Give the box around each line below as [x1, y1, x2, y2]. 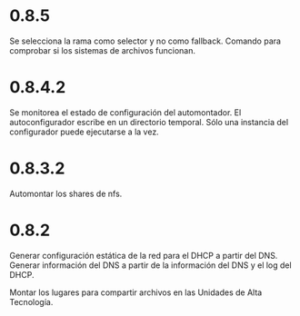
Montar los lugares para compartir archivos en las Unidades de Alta [9, 287, 263, 298]
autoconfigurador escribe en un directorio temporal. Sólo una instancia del [9, 116, 289, 127]
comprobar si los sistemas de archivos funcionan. [9, 44, 196, 55]
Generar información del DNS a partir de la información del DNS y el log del [9, 260, 293, 271]
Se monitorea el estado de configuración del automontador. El [9, 106, 242, 118]
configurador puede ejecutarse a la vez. [9, 126, 159, 137]
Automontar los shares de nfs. [9, 188, 123, 199]
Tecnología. [9, 296, 54, 307]
